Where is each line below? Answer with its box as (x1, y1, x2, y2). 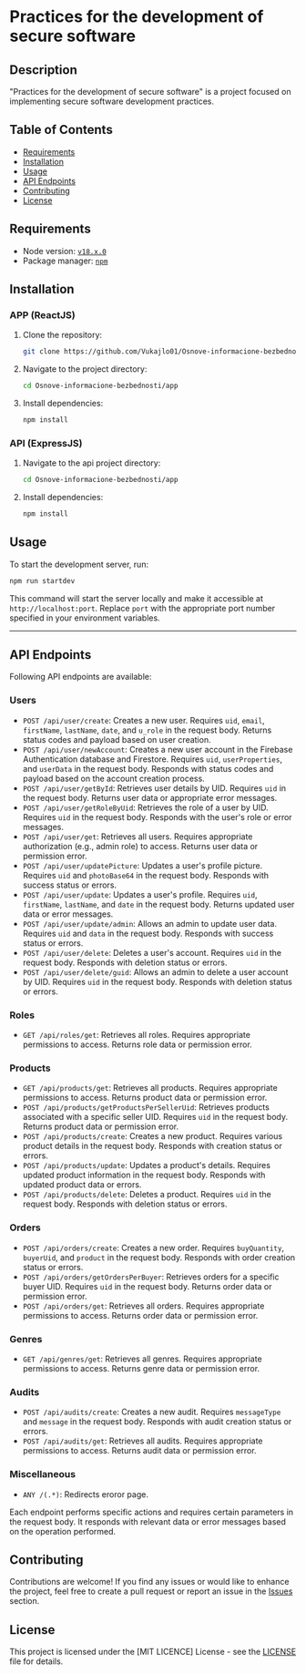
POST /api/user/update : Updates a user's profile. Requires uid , (22, 888, 258, 899)
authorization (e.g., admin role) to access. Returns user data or (22, 840, 259, 851)
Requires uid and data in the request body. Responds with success (22, 928, 274, 939)
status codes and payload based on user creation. (22, 734, 211, 745)
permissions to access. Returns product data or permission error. (22, 1092, 268, 1104)
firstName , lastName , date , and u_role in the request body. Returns (22, 724, 272, 735)
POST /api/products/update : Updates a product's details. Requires (22, 1160, 271, 1171)
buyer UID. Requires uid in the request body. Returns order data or (22, 1280, 272, 1291)
